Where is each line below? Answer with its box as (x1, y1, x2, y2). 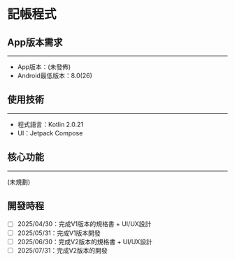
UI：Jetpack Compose (17, 128, 83, 137)
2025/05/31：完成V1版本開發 (17, 228, 101, 237)
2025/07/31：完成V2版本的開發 (17, 246, 108, 255)
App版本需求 (7, 36, 63, 48)
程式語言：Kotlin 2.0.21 (17, 120, 84, 128)
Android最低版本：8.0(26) (17, 71, 92, 80)
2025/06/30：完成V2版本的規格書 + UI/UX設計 (17, 237, 152, 246)
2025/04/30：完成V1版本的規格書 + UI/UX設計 (17, 220, 152, 228)
